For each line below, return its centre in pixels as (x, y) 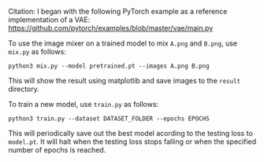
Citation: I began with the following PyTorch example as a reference (118, 11)
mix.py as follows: (37, 52)
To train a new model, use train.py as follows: (84, 104)
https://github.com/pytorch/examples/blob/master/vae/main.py (111, 28)
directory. (24, 89)
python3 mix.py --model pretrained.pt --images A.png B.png (109, 66)
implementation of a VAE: (49, 20)
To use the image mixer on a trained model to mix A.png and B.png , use (123, 43)
